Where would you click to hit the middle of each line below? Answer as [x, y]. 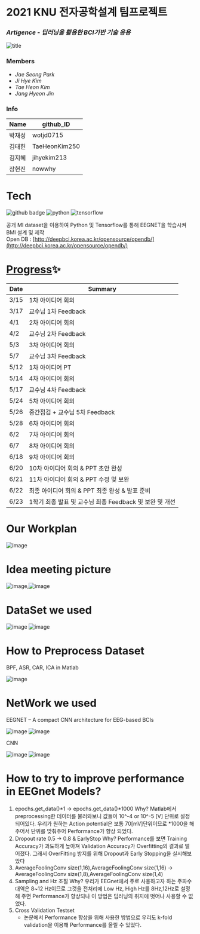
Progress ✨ [33, 270]
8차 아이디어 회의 [52, 446]
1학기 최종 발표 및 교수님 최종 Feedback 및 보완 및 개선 [102, 501]
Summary [102, 289]
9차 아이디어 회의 [52, 457]
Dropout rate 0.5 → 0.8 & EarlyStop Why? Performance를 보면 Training [101, 838]
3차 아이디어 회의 [52, 345]
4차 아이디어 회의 [52, 378]
